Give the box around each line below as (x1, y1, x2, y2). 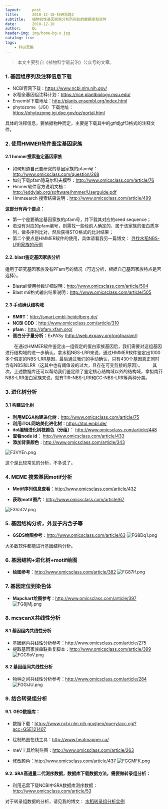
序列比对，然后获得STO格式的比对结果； (29, 229, 114, 235)
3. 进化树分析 (5, 389, 37, 396)
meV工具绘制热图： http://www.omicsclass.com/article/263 (12, 747, 134, 753)
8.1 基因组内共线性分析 (5, 628, 51, 634)
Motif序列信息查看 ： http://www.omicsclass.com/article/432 (12, 486, 136, 492)
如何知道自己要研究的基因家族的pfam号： (12, 166, 98, 172)
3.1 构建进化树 (5, 402, 34, 408)
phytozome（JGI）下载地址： (12, 104, 73, 110)
